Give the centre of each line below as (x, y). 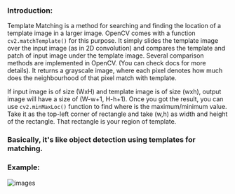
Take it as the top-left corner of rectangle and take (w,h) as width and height (117, 114)
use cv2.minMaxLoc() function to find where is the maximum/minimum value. (117, 107)
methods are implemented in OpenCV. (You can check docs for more (107, 63)
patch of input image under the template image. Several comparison (106, 56)
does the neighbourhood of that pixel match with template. (92, 78)
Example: (23, 167)
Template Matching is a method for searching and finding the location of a (114, 26)
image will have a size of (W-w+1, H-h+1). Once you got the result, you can (115, 99)
